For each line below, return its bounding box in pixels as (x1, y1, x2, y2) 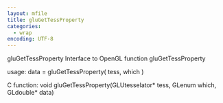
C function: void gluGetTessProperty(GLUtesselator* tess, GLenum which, (7, 81, 217, 89)
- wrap (13, 29, 32, 36)
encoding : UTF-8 (7, 36, 54, 43)
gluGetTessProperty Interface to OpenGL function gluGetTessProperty (7, 54, 206, 62)
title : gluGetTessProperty (7, 16, 84, 23)
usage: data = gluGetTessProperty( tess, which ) (7, 68, 144, 76)
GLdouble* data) (7, 89, 54, 97)
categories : (7, 23, 41, 30)
